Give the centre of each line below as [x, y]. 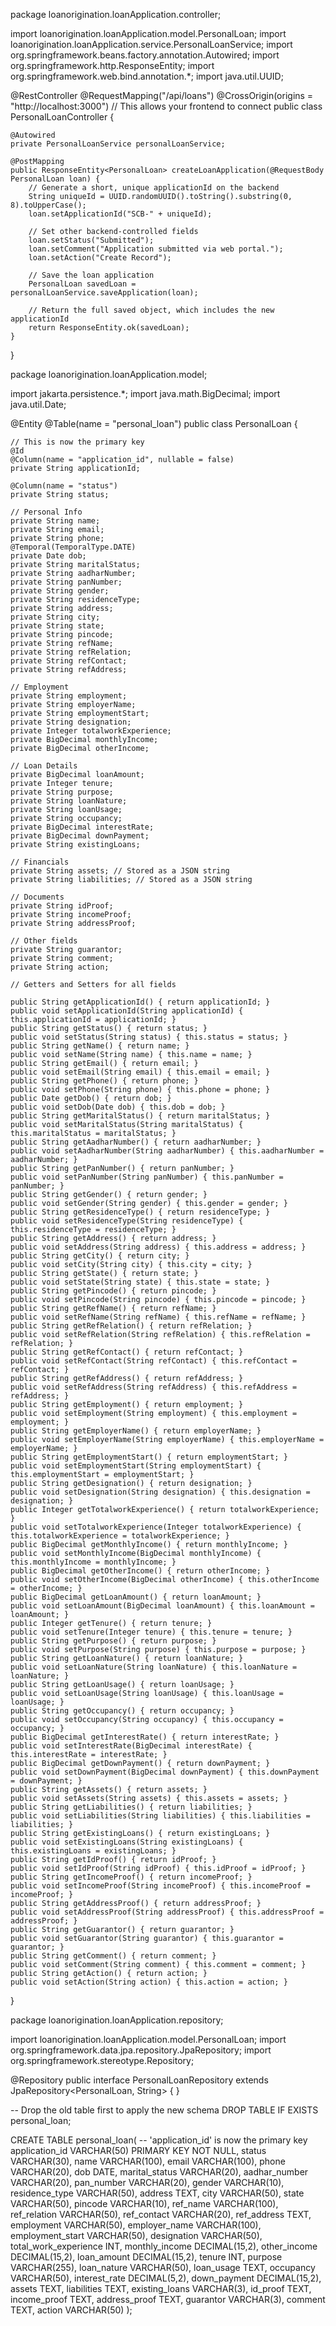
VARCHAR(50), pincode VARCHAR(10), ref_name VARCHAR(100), [144, 2203]
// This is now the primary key [77, 442]
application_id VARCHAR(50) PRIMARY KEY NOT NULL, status [138, 2150]
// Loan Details [44, 766]
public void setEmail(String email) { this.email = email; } [140, 1072]
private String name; [55, 521]
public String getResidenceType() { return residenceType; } [140, 1212]
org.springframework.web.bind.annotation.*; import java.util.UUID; [147, 76]
